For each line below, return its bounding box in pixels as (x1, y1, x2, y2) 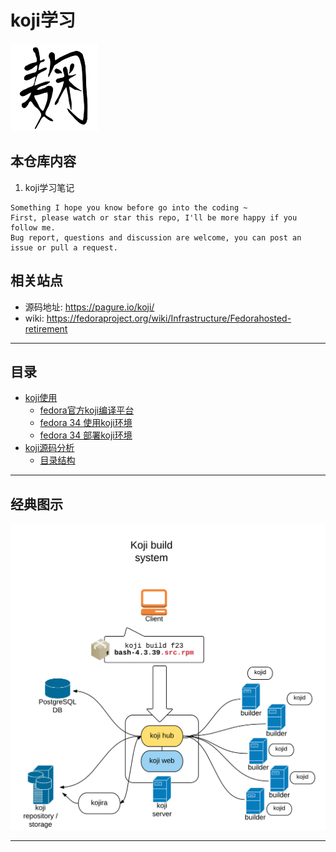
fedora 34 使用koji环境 (39, 417, 133, 429)
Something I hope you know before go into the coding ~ (10, 202, 248, 213)
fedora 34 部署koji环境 (39, 429, 133, 441)
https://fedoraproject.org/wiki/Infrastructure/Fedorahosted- (46, 312, 292, 324)
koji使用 (24, 392, 58, 404)
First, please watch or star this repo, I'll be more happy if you (10, 212, 298, 223)
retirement (24, 322, 68, 335)
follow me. (10, 222, 56, 233)
